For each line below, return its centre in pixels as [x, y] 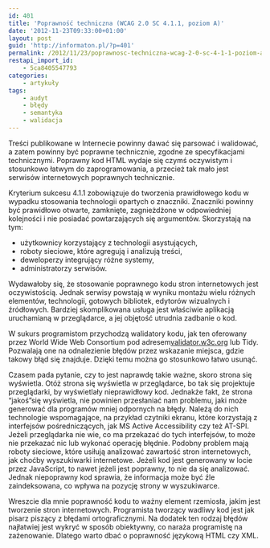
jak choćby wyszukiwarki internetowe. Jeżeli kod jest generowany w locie [131, 460]
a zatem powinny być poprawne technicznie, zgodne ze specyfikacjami [127, 151]
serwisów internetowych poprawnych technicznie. [92, 177]
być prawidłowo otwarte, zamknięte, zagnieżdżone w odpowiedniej [120, 210]
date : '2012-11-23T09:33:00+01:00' [68, 31]
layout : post [30, 38]
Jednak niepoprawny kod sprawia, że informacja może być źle [112, 477]
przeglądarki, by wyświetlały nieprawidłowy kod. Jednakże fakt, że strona [131, 391]
